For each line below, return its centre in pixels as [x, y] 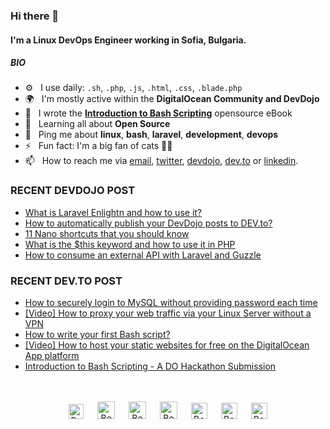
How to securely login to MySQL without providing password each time [171, 303]
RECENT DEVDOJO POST [73, 191]
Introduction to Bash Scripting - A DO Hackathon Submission [150, 366]
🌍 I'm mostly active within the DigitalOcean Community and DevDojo [172, 99]
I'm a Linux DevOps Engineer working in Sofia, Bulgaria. [128, 40]
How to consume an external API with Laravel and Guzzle [143, 255]
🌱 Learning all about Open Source [97, 124]
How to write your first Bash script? [97, 335]
